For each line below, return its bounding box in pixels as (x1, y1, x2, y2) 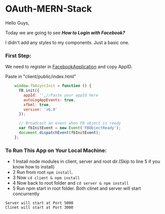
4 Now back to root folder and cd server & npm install (12, 180, 129, 186)
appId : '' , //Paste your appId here (23, 92, 99, 98)
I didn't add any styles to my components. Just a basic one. (5, 39, 130, 46)
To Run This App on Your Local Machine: (5, 147, 107, 154)
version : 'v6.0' (23, 107, 58, 112)
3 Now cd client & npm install (12, 174, 80, 181)
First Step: (5, 52, 31, 59)
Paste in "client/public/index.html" (5, 74, 76, 80)
